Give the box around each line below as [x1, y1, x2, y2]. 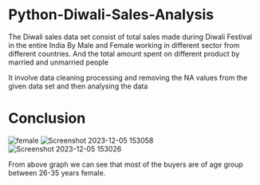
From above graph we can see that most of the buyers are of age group [8, 159, 243, 169]
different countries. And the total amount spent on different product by [8, 49, 240, 58]
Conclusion [8, 109, 86, 128]
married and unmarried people [8, 57, 109, 67]
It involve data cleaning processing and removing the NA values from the [8, 73, 248, 82]
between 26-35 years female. [8, 167, 106, 177]
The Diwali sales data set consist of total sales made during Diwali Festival [8, 32, 253, 41]
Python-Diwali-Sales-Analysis [8, 6, 214, 24]
